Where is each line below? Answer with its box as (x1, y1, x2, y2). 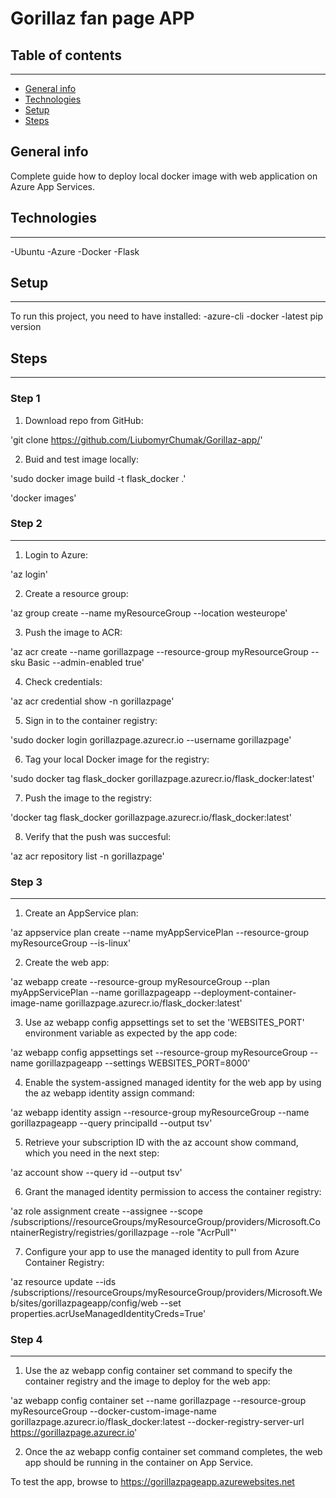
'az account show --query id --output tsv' (10, 1167, 183, 1179)
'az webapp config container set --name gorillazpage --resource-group (10, 1395, 307, 1407)
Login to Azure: (24, 548, 88, 561)
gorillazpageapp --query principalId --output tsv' (10, 1117, 213, 1129)
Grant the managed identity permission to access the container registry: (24, 1186, 322, 1198)
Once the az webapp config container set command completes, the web (24, 1446, 323, 1458)
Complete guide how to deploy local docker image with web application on (10, 170, 318, 182)
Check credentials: (24, 675, 103, 687)
